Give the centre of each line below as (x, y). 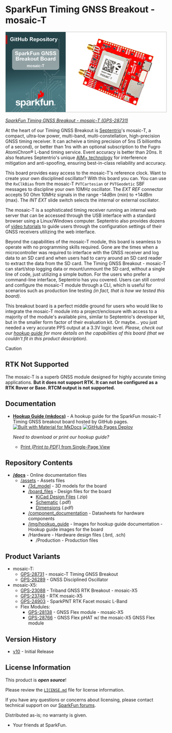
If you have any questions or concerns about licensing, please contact (79, 700)
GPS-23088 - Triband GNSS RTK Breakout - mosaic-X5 (79, 591)
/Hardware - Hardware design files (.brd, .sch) (77, 535)
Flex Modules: (35, 607)
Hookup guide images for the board (66, 529)
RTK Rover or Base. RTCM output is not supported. (60, 388)
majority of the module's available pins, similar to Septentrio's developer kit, (85, 317)
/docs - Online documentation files (50, 475)
